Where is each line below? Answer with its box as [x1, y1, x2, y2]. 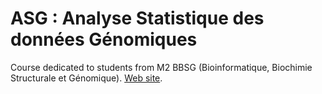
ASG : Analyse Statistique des [10, 7, 265, 30]
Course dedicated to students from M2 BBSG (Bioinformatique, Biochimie [10, 61, 313, 73]
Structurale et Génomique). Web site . [10, 72, 163, 84]
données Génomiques [10, 28, 198, 51]
